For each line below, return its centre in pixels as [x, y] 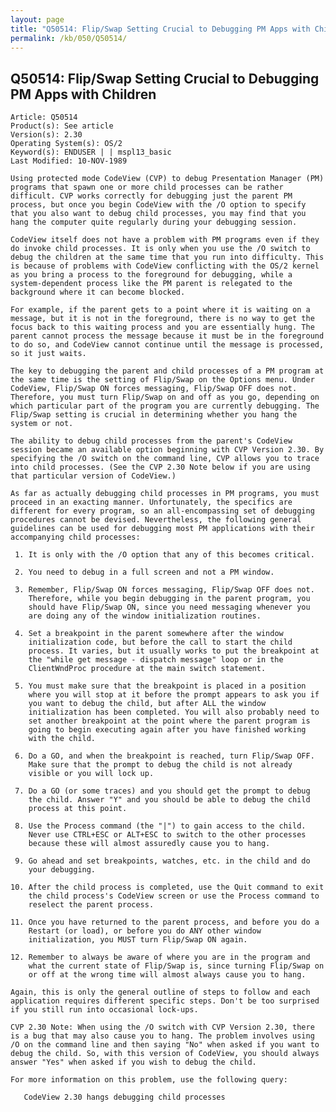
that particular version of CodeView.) [93, 476]
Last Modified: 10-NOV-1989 [69, 161]
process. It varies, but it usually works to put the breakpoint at [174, 651]
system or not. [42, 424]
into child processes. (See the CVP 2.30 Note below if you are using [160, 467]
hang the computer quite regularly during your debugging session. [154, 222]
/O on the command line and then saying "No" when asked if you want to [165, 1045]
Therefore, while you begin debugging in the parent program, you [169, 599]
